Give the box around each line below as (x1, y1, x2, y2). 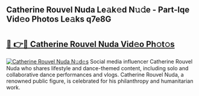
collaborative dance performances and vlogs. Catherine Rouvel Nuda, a (6, 71, 184, 78)
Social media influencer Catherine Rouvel (90, 58, 193, 65)
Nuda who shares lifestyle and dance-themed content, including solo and (6, 65, 189, 71)
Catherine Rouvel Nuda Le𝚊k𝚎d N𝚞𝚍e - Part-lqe (6, 5, 190, 15)
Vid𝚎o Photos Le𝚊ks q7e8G (6, 14, 112, 25)
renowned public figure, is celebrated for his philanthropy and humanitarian (6, 77, 194, 85)
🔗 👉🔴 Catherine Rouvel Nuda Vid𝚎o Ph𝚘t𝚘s (6, 39, 175, 49)
